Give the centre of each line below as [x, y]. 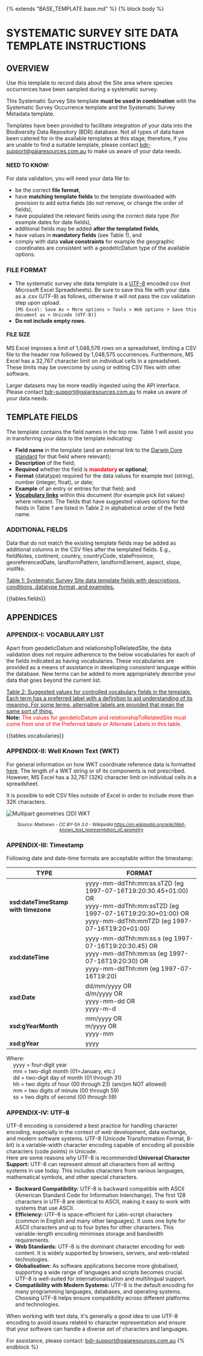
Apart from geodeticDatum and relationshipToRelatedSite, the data [89, 648]
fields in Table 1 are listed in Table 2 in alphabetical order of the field [100, 508]
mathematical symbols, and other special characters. [72, 1177]
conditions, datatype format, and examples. [60, 586]
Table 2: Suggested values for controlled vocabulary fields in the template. [99, 692]
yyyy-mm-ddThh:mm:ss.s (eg [129, 938]
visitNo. [16, 568]
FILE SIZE [18, 334]
